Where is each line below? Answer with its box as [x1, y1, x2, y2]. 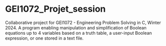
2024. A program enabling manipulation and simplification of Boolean [5, 24, 147, 30]
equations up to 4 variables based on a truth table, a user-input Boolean [5, 30, 152, 36]
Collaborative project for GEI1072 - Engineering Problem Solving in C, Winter [5, 20, 161, 25]
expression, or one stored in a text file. [5, 35, 84, 41]
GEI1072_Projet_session [5, 3, 106, 15]
